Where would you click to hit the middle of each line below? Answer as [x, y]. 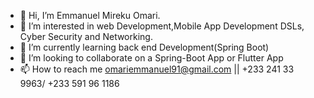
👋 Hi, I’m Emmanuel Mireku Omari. [90, 15]
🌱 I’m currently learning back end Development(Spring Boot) [144, 47]
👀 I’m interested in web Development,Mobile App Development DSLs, [162, 26]
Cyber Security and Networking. [86, 36]
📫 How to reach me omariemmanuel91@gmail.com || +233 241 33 [157, 69]
